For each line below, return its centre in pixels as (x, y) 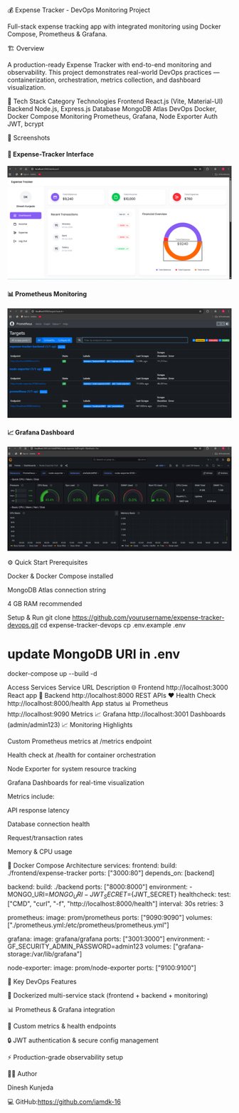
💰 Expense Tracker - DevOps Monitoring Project (79, 10)
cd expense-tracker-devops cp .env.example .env (113, 625)
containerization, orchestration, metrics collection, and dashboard (104, 80)
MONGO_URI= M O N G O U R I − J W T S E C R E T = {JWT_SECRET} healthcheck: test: (119, 895)
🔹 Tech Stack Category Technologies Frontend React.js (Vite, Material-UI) (115, 101)
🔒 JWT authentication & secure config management (83, 1040)
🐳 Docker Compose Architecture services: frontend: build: (92, 866)
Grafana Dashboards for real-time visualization (76, 783)
